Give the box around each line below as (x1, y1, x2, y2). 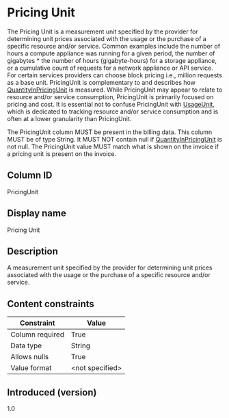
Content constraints (7, 298, 94, 309)
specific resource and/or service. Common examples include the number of (7, 42, 221, 50)
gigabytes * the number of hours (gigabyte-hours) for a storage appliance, (7, 56, 217, 64)
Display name (7, 207, 66, 220)
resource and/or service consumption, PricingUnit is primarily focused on (7, 92, 214, 101)
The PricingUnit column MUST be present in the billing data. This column (7, 128, 213, 136)
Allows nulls (10, 352, 49, 362)
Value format (10, 363, 52, 373)
